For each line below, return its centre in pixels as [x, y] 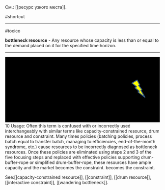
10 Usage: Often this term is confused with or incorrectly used [68, 126]
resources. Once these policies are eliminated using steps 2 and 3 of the [78, 152]
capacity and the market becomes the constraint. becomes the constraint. [80, 167]
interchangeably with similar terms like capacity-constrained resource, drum [82, 131]
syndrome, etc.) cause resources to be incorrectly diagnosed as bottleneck [81, 147]
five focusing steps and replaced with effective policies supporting [72, 157]
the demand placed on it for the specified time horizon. [61, 46]
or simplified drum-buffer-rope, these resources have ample [90, 162]
